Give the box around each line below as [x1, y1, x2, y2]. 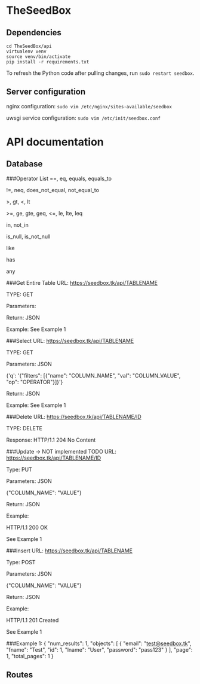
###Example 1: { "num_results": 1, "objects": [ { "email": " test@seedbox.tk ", [6, 640, 192, 647]
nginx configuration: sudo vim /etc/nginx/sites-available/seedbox [6, 102, 172, 110]
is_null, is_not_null [6, 233, 51, 240]
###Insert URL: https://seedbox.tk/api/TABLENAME [6, 547, 133, 554]
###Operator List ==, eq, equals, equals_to [6, 175, 112, 182]
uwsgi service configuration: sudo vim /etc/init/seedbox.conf [6, 114, 161, 121]
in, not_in [6, 221, 29, 228]
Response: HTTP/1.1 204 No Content [6, 436, 96, 443]
